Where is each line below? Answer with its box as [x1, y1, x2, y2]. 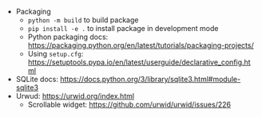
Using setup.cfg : [27, 49, 84, 58]
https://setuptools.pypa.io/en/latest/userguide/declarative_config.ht [27, 57, 251, 67]
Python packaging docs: [27, 32, 109, 41]
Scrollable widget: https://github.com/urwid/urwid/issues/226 [27, 99, 232, 109]
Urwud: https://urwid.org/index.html [15, 92, 134, 100]
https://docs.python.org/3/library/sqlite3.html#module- [59, 75, 241, 84]
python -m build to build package [27, 15, 139, 25]
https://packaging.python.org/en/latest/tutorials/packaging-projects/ [27, 41, 254, 50]
